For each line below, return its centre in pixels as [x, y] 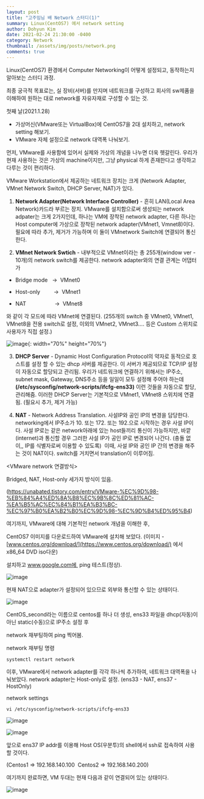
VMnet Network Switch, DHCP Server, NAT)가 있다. [70, 188]
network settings [27, 698]
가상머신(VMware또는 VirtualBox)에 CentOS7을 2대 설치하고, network [100, 124]
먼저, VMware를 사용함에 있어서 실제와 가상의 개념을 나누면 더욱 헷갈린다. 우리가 [102, 152]
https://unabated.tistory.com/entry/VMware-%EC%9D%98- [83, 491]
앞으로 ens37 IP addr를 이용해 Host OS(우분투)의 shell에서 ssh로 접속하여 [95, 745]
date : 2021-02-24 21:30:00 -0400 [49, 35]
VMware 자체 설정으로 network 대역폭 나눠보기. [72, 139]
